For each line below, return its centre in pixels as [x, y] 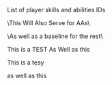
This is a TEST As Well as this [48, 49]
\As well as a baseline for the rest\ [55, 36]
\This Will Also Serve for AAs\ [48, 23]
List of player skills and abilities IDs [56, 10]
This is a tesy [26, 63]
